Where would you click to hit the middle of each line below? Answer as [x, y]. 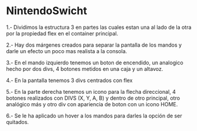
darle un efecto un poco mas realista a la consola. [67, 51]
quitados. [18, 122]
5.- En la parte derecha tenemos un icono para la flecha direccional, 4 [91, 91]
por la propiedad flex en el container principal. [62, 33]
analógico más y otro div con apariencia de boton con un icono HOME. [92, 104]
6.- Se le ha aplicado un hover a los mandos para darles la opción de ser [94, 116]
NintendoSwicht [47, 11]
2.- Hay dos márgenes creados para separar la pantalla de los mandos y [94, 45]
